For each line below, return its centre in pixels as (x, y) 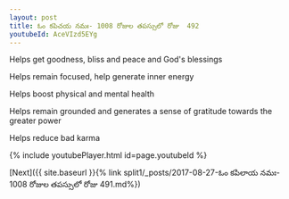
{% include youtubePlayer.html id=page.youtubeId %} (108, 155)
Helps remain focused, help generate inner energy (102, 77)
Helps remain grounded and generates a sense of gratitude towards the (141, 112)
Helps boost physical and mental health (82, 94)
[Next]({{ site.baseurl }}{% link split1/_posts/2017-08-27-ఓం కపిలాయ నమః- (145, 173)
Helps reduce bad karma (55, 138)
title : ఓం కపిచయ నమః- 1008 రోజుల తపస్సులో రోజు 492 (104, 26)
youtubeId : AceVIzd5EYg (54, 34)
